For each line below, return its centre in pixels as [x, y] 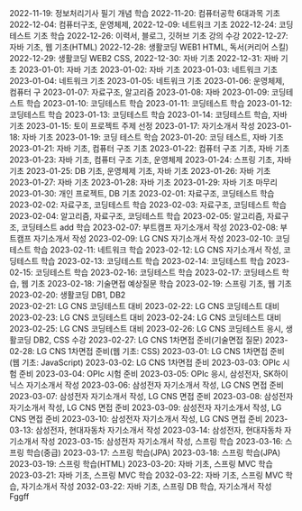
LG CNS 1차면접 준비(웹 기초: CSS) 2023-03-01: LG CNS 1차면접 [152, 351]
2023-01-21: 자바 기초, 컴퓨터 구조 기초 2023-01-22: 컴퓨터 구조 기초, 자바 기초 [150, 148]
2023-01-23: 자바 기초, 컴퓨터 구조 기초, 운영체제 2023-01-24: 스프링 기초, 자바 [151, 160]
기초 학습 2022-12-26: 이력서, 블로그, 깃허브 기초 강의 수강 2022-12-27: [160, 36]
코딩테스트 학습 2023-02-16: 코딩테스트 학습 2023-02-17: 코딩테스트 [157, 272]
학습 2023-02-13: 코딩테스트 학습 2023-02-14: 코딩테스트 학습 [152, 261]
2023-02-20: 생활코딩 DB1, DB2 [68, 295]
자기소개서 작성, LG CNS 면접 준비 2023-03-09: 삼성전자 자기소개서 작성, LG [146, 407]
